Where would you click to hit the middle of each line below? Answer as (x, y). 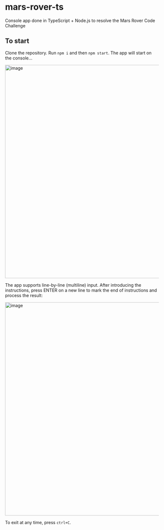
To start (17, 41)
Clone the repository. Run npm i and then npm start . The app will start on (78, 53)
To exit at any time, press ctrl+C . (38, 522)
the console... (19, 58)
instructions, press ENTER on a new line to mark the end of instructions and (81, 290)
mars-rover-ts (34, 7)
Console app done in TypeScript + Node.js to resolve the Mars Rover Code (80, 20)
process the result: (24, 295)
